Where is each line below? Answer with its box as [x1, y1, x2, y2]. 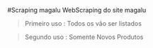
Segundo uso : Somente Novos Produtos [24, 33, 144, 41]
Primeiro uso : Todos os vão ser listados [24, 19, 142, 27]
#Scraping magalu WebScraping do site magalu [7, 6, 147, 14]
